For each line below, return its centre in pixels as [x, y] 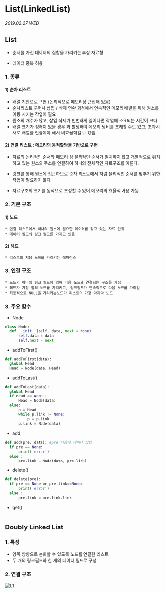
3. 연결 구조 [18, 271]
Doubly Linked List [34, 527]
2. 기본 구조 [18, 204]
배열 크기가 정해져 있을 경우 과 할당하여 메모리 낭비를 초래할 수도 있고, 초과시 [86, 126]
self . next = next [36, 340]
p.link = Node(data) [39, 424]
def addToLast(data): [27, 387]
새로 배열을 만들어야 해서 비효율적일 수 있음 [54, 132]
